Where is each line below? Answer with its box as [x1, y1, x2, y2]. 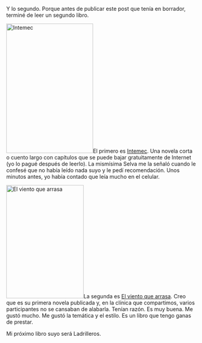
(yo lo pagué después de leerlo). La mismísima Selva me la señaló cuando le [6, 160, 196, 167]
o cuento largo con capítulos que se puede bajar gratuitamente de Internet [6, 154, 192, 161]
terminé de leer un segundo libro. [6, 11, 89, 19]
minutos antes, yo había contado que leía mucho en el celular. [6, 173, 160, 180]
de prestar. [6, 318, 33, 325]
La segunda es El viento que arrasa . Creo [83, 293, 186, 300]
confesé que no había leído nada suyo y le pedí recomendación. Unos [6, 167, 180, 174]
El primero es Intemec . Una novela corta [93, 147, 193, 155]
